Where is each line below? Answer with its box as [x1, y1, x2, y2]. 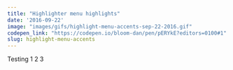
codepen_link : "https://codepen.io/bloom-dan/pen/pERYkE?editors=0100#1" [7, 29, 227, 37]
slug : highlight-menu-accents [7, 36, 96, 43]
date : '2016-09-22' [7, 17, 64, 24]
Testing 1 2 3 [7, 55, 44, 63]
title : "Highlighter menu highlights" [7, 10, 120, 17]
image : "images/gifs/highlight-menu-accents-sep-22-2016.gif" [7, 23, 192, 30]
